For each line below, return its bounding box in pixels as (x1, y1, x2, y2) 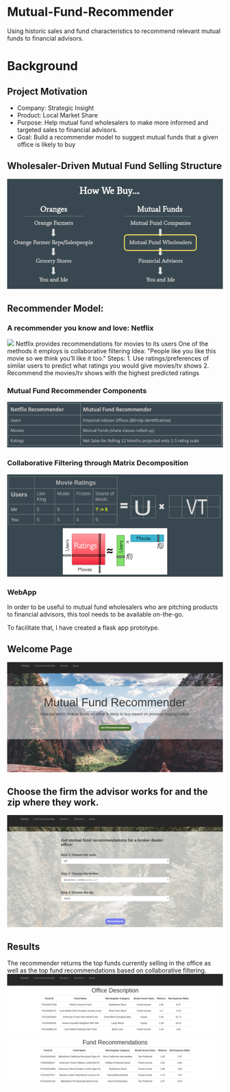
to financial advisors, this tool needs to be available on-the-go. (7, 610, 184, 619)
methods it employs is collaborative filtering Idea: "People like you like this (7, 346, 216, 355)
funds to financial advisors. (7, 34, 84, 42)
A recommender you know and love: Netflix (7, 323, 154, 333)
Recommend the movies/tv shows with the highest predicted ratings (7, 368, 200, 377)
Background (7, 58, 78, 74)
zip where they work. (7, 796, 99, 808)
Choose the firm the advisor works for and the (7, 785, 208, 797)
